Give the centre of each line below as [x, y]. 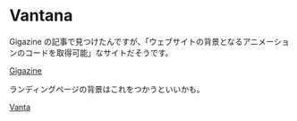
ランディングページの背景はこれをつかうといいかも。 [107, 89]
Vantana [41, 16]
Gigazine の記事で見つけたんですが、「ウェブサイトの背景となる [126, 41]
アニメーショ [266, 41]
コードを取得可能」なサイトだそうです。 [99, 52]
